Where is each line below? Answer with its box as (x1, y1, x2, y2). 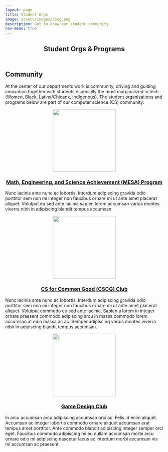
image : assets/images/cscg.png (5, 17, 71, 22)
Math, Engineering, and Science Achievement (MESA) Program (6, 178, 163, 185)
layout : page (5, 7, 33, 13)
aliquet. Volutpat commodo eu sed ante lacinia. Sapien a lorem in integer (5, 308, 155, 314)
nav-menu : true (5, 26, 37, 31)
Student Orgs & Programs (43, 45, 125, 53)
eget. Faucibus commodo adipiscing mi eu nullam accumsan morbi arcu (5, 430, 154, 436)
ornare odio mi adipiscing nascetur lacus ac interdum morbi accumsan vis (5, 435, 158, 441)
